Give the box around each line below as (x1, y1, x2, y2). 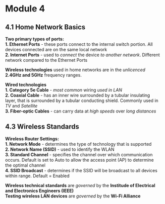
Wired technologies (5, 82, 47, 88)
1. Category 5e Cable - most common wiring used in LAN (5, 87, 122, 93)
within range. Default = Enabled (5, 173, 70, 179)
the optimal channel (5, 162, 46, 168)
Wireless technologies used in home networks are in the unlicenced (5, 67, 146, 73)
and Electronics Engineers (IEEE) (5, 188, 74, 194)
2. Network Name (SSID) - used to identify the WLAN (5, 146, 115, 152)
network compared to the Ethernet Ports (5, 57, 88, 63)
